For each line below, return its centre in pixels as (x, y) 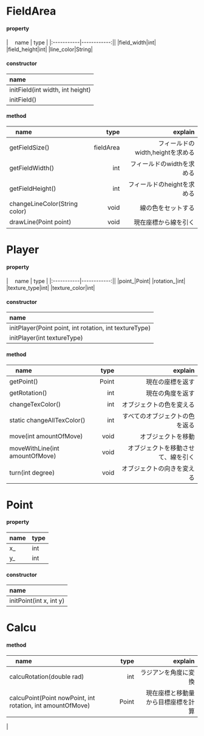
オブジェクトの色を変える (158, 404)
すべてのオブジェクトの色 (158, 416)
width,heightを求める (165, 152)
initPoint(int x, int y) (37, 601)
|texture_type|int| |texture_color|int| (51, 288)
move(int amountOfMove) (46, 436)
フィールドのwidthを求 (162, 163)
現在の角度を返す (170, 393)
